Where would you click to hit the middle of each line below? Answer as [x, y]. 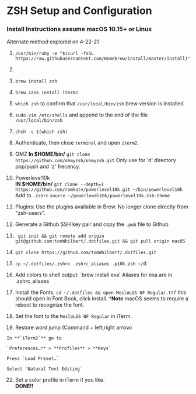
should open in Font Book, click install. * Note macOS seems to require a [102, 299]
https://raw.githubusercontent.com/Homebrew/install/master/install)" [103, 59]
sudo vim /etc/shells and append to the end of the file [81, 115]
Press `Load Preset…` [33, 359]
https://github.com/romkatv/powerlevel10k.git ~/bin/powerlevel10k [99, 190]
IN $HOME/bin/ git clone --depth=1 [59, 184]
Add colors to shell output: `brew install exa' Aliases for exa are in [94, 275]
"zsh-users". [30, 213]
